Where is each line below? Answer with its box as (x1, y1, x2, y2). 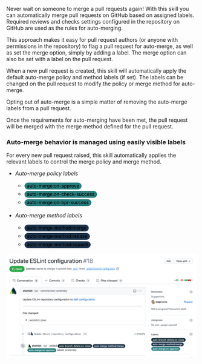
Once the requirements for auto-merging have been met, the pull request (6, 116, 188, 124)
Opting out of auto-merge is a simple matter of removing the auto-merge (6, 98, 187, 105)
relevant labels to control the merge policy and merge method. (6, 158, 161, 165)
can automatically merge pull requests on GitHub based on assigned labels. (6, 12, 195, 19)
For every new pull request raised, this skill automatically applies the (6, 151, 177, 159)
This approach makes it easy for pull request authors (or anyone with (6, 36, 178, 43)
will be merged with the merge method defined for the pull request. (6, 123, 174, 130)
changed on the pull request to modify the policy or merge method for (6, 80, 180, 87)
